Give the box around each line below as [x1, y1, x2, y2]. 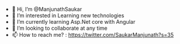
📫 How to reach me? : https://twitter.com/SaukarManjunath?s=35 [11, 32, 174, 38]
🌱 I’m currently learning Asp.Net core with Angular [11, 18, 136, 25]
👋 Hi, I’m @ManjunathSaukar [11, 6, 82, 12]
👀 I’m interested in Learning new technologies [11, 12, 125, 19]
